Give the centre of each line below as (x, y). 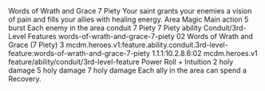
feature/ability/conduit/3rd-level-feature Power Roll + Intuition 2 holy (121, 62)
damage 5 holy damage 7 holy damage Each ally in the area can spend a (128, 70)
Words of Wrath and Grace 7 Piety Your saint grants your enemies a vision (130, 11)
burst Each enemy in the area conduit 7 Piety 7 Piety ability (105, 28)
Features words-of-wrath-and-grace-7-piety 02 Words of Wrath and (140, 36)
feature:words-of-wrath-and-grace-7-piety (79, 53)
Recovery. (25, 79)
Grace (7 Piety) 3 (36, 45)
